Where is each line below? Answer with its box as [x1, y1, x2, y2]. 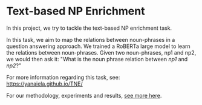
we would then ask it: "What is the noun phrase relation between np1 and [6, 55, 188, 63]
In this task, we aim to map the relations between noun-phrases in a [6, 36, 175, 43]
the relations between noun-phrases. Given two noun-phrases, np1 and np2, [6, 49, 197, 56]
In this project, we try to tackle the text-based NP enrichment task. [6, 24, 172, 32]
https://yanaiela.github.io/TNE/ [6, 80, 83, 87]
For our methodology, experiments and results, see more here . [6, 92, 162, 99]
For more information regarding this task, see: [6, 73, 120, 81]
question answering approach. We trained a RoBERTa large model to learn [6, 42, 191, 50]
